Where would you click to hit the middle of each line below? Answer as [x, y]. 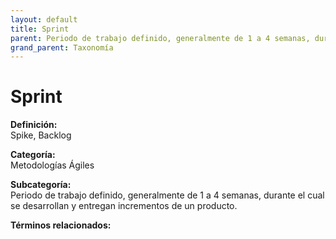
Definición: [34, 125]
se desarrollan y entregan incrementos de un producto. [124, 206]
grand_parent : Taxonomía [62, 47]
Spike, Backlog [41, 135]
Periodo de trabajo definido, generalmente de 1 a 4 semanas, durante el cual [167, 195]
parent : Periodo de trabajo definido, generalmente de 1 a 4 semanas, [160, 38]
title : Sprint [40, 29]
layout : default [44, 19]
